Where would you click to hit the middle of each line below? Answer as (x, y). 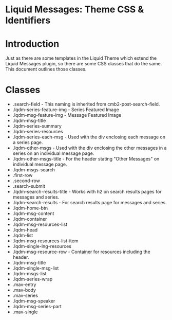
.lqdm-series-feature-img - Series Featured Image (66, 110)
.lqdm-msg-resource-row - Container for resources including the (81, 252)
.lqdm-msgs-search (34, 170)
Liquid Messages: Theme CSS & (75, 10)
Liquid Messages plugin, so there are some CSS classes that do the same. (84, 64)
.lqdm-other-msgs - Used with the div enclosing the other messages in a (90, 148)
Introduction (32, 44)
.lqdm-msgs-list (30, 274)
